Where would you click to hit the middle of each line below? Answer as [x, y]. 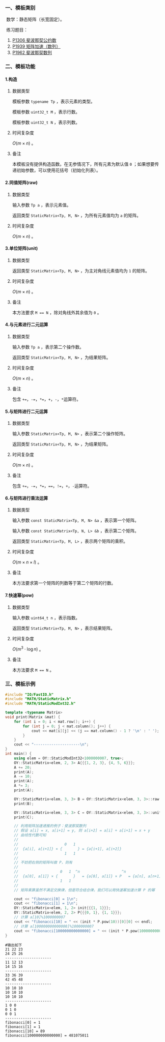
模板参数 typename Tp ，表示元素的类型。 [54, 101]
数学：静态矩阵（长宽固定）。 [35, 19]
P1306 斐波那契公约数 [34, 40]
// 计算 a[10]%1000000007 [40, 917]
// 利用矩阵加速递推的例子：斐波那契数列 [50, 826]
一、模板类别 [20, 7]
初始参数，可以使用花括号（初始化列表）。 [58, 170]
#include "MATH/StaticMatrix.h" [38, 699]
